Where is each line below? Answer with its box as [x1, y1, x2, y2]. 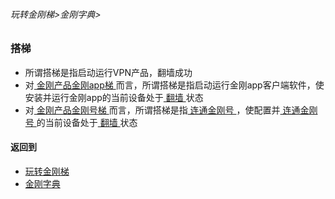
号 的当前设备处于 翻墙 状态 [24, 116, 138, 128]
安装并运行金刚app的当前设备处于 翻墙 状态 [24, 91, 204, 103]
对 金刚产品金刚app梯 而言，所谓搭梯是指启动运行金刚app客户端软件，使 [24, 79, 325, 91]
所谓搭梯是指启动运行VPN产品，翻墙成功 [24, 66, 193, 78]
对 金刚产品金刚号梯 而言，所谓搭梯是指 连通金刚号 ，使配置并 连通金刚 [24, 104, 318, 116]
